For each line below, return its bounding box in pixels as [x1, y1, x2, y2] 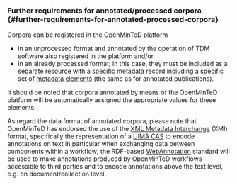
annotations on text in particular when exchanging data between [7, 140, 195, 148]
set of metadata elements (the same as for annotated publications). [17, 74, 214, 83]
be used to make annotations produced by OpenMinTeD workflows [7, 155, 202, 163]
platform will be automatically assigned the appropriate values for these [7, 96, 216, 104]
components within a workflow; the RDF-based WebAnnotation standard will [7, 147, 230, 156]
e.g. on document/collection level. [7, 169, 107, 179]
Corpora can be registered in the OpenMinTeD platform [7, 30, 168, 39]
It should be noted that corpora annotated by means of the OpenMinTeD [7, 88, 218, 97]
